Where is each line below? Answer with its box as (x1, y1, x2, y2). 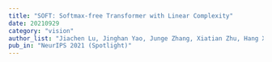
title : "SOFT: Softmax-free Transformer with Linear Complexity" (8, 11, 233, 20)
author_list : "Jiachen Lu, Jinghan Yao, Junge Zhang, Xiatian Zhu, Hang (8, 34, 259, 43)
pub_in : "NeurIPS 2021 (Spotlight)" (8, 42, 132, 50)
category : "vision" (8, 27, 74, 35)
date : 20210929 (8, 19, 60, 27)
